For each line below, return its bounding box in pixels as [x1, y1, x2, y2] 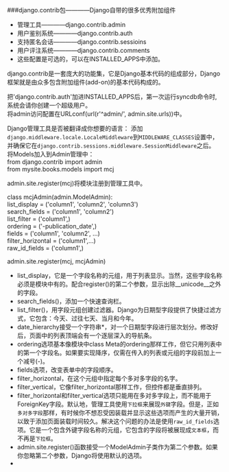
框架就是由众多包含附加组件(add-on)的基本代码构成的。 [7, 78, 165, 86]
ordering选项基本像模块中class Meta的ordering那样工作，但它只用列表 [16, 340, 216, 348]
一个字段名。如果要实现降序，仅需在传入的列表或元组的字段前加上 [29, 349, 216, 357]
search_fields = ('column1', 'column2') [7, 208, 114, 215]
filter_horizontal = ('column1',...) [7, 237, 96, 245]
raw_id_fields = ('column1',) [7, 244, 84, 252]
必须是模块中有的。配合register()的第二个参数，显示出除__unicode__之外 [16, 280, 221, 288]
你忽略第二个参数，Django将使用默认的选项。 [16, 451, 146, 460]
